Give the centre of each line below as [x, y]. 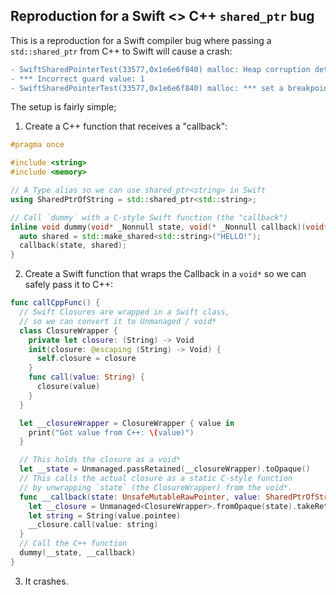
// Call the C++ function [73, 544]
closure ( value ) [68, 387]
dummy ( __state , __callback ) [78, 553]
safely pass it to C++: [69, 285]
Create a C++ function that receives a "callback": [126, 126]
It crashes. [46, 581]
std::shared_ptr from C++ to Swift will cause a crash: [121, 51]
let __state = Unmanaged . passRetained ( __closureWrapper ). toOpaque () [165, 469]
